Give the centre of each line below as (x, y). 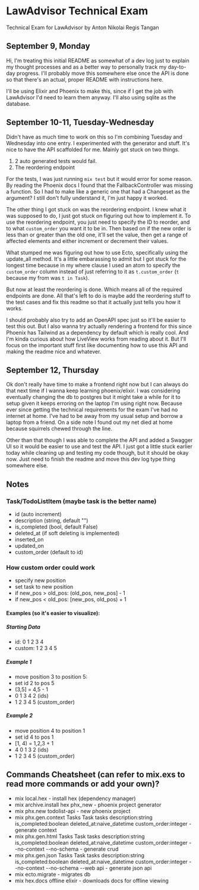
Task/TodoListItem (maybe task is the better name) (81, 501)
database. (18, 104)
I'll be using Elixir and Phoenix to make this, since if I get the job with (90, 91)
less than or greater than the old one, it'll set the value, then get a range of (97, 235)
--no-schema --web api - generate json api (99, 868)
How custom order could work (50, 567)
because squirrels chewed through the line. (59, 429)
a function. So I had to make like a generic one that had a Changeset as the (98, 191)
